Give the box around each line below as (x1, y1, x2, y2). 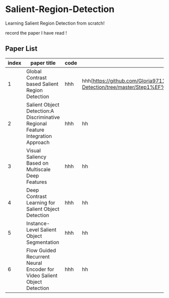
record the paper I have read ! (5, 30, 67, 36)
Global (26, 68, 42, 75)
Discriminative (26, 114, 60, 121)
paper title (30, 59, 56, 66)
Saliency (26, 153, 47, 160)
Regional (26, 120, 47, 127)
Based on (26, 159, 49, 166)
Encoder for (26, 265, 54, 272)
